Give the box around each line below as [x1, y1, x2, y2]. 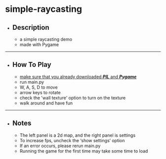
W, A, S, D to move [19, 84, 58, 90]
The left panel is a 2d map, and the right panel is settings [19, 132, 136, 138]
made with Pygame [19, 42, 59, 48]
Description [12, 23, 49, 32]
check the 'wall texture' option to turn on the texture [19, 95, 126, 101]
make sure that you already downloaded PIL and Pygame [19, 73, 137, 80]
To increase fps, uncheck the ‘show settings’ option [19, 137, 125, 143]
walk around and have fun [19, 100, 73, 106]
